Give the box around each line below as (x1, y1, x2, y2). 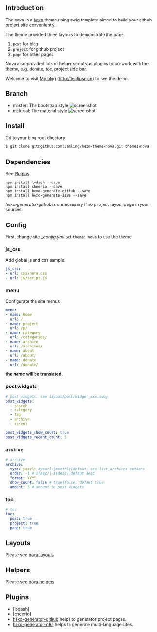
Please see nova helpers (5, 579, 55, 585)
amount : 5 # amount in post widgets (10, 485, 84, 489)
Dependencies (5, 158, 51, 166)
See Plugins (5, 171, 30, 177)
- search (10, 403, 28, 408)
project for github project (12, 46, 64, 52)
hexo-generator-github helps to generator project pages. (12, 616, 127, 622)
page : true (10, 525, 32, 530)
